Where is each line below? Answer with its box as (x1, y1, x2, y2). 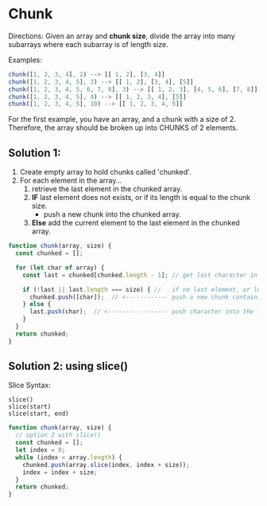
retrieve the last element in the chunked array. (31, 184, 183, 194)
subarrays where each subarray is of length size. (8, 39, 168, 49)
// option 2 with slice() (15, 431, 102, 439)
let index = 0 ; (15, 446, 66, 454)
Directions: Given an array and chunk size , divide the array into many (8, 31, 236, 41)
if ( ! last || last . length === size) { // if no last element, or (22, 285, 250, 293)
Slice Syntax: (8, 380, 52, 390)
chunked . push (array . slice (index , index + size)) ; (22, 461, 191, 469)
